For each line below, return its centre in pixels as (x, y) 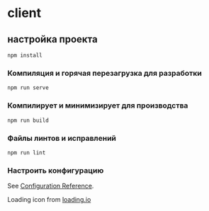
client (24, 13)
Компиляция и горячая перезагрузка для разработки (104, 73)
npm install (25, 55)
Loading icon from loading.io (49, 200)
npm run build (28, 120)
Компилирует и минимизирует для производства (98, 105)
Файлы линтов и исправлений (62, 138)
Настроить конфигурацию (56, 170)
